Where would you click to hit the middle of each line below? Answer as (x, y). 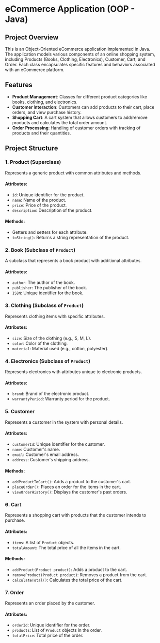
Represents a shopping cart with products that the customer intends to (76, 515)
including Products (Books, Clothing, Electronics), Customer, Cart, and (75, 59)
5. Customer (20, 412)
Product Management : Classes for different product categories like (80, 96)
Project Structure (32, 148)
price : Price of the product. (39, 205)
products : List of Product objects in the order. (57, 630)
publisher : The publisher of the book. (49, 288)
